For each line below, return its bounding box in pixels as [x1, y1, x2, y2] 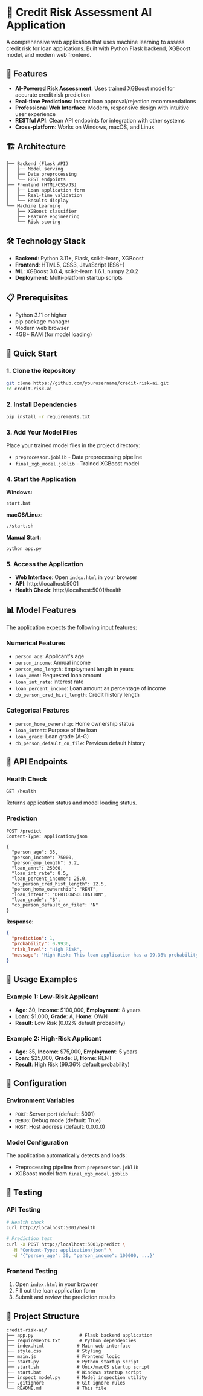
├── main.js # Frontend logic [6, 1353, 120, 1359]
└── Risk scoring [17, 219, 61, 225]
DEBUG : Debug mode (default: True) [14, 1116, 101, 1123]
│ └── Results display [6, 198, 69, 204]
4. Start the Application [6, 475, 76, 483]
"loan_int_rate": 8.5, [11, 870, 69, 876]
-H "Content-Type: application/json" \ [11, 1247, 112, 1253]
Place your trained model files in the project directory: [6, 442, 141, 449]
